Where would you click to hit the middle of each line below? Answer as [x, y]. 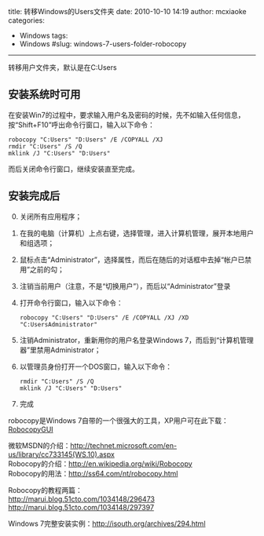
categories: [26, 20]
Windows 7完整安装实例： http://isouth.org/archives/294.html [107, 523]
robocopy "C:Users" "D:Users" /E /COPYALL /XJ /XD [104, 317]
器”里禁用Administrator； [60, 350]
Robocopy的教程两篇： [45, 490]
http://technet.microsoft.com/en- [124, 445]
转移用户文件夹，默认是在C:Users [62, 67]
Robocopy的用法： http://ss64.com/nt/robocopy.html [93, 473]
